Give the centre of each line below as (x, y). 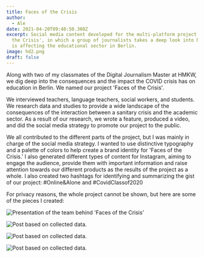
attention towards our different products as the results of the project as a (97, 169)
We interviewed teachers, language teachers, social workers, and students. (100, 99)
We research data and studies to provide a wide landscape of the (88, 106)
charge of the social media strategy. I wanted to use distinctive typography (100, 143)
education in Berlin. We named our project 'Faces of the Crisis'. (85, 87)
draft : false (23, 57)
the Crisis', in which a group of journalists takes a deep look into (103, 40)
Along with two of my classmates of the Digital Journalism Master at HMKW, (102, 74)
